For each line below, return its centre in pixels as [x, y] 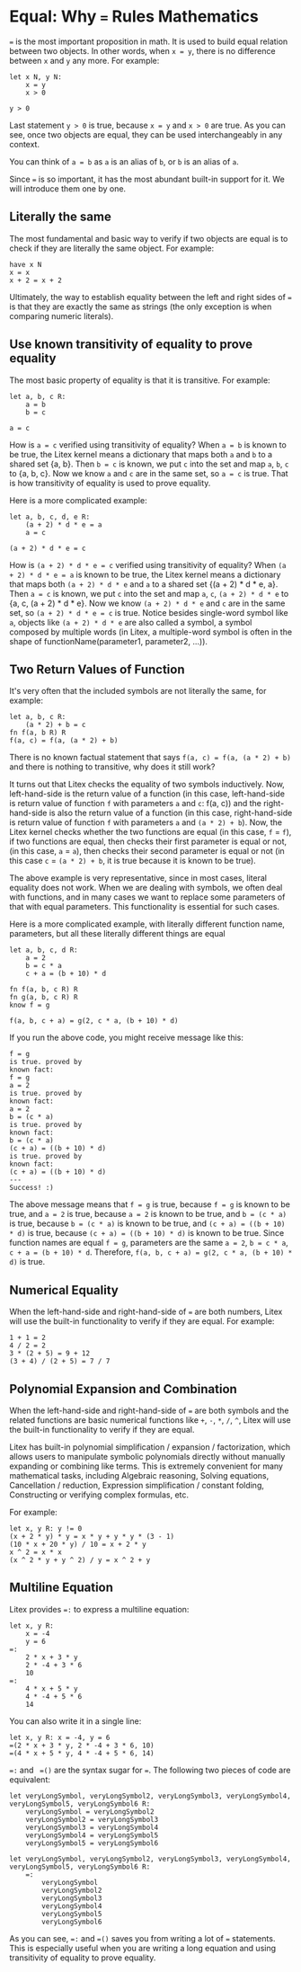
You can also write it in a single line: [75, 1721]
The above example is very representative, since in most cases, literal [138, 878]
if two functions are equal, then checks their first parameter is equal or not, [148, 841]
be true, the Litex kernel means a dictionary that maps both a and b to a [141, 454]
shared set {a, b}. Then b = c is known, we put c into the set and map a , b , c [149, 464]
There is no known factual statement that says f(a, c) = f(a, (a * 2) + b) [150, 758]
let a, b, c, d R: [44, 950]
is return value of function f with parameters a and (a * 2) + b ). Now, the [146, 822]
